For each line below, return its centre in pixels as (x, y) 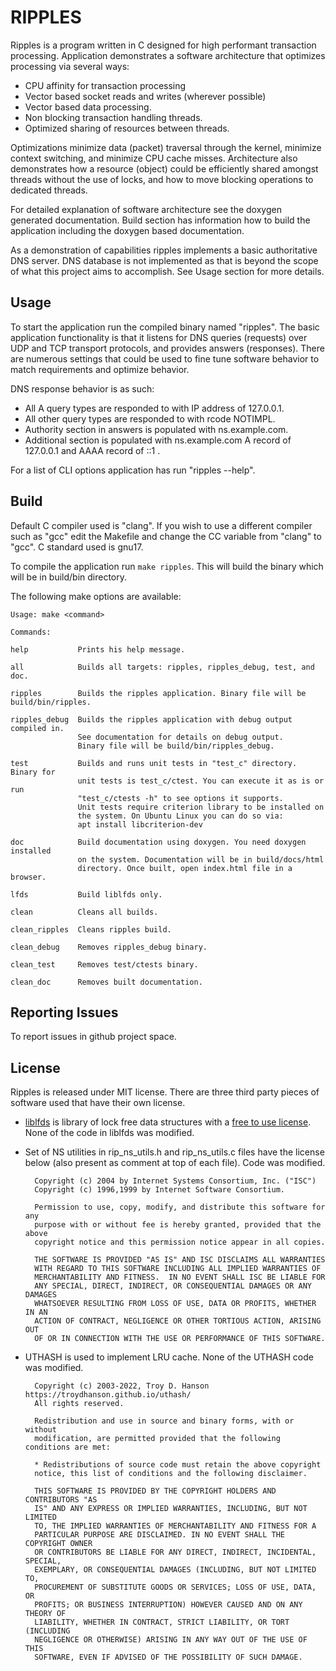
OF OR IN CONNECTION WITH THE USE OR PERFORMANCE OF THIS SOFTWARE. (180, 1339)
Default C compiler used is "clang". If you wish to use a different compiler (161, 525)
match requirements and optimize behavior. (100, 369)
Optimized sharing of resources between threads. (127, 128)
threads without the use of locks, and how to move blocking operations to (162, 179)
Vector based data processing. (88, 107)
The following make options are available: (96, 596)
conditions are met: (67, 1447)
